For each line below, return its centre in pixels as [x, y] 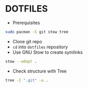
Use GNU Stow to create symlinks [48, 52]
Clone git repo [27, 41]
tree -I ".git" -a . [27, 80]
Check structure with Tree [39, 71]
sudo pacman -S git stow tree [37, 32]
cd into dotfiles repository [40, 47]
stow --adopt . [21, 61]
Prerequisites [26, 23]
